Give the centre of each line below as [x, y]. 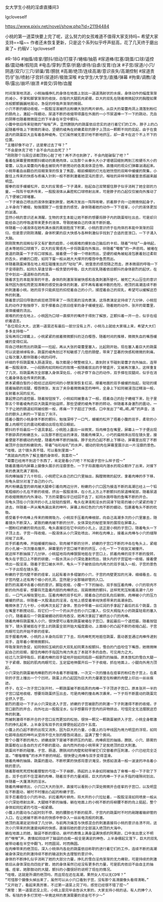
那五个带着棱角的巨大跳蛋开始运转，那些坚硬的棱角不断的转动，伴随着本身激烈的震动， [79, 404]
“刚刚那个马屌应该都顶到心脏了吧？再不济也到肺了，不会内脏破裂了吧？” [67, 155]
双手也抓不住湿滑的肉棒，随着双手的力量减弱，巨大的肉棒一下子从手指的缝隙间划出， [84, 776]
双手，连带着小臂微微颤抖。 [29, 642]
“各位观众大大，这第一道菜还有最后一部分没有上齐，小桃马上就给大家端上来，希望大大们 [80, 326]
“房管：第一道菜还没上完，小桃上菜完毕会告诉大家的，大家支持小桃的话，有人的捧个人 [79, 890]
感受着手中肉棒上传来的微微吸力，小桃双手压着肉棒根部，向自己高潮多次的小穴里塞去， [79, 518]
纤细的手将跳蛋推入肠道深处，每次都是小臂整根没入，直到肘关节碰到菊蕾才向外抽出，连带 [81, 362]
